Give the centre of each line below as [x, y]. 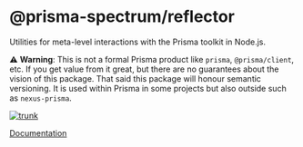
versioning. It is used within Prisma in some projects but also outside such [148, 88]
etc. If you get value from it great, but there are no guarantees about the [144, 69]
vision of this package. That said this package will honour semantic [136, 78]
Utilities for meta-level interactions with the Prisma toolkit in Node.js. [138, 42]
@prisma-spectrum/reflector [122, 17]
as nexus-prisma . [41, 98]
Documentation [38, 132]
